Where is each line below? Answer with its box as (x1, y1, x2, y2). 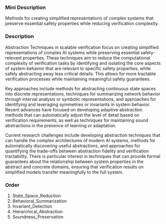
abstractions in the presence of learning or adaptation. (5, 122, 116, 128)
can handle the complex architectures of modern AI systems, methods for (5, 137, 156, 143)
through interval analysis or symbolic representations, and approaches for (5, 96, 156, 102)
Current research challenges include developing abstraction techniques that (5, 132, 161, 138)
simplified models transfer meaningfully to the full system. (5, 169, 124, 175)
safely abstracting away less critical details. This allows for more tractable (5, 71, 156, 76)
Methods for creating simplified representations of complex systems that (5, 15, 154, 21)
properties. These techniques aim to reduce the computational (22, 55, 150, 61)
